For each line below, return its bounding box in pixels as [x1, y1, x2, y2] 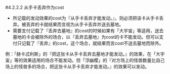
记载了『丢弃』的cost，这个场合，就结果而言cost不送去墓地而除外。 [21, 40, 164, 46]
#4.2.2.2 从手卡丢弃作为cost [5, 5, 64, 10]
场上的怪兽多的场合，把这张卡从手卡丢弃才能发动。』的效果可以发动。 [5, 63, 149, 69]
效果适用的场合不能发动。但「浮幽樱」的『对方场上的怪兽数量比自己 [22, 57, 165, 63]
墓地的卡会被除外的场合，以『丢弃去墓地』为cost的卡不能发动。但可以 [12, 34, 159, 40]
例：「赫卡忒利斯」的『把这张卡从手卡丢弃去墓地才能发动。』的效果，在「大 [5, 51, 160, 57]
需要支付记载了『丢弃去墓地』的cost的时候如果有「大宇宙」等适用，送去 [12, 28, 164, 34]
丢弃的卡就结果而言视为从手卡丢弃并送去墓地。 [26, 22, 124, 27]
